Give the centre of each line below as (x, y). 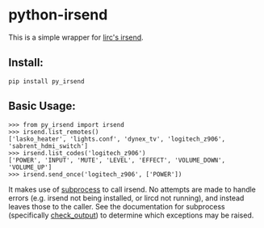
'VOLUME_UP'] (30, 167)
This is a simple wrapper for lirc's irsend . (76, 37)
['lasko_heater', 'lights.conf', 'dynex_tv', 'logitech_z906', (117, 139)
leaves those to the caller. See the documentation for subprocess (117, 206)
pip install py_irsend (46, 81)
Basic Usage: (42, 106)
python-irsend (58, 15)
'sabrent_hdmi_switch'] (48, 146)
